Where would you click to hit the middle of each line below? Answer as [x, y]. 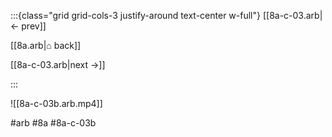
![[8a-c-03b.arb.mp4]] [56, 103]
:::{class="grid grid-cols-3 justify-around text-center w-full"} [135, 15]
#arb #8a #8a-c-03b [53, 123]
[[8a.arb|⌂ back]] [46, 45]
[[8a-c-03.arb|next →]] [58, 64]
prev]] [34, 26]
